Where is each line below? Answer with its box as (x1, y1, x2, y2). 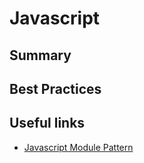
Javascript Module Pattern (23, 141, 134, 153)
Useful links (9, 115, 86, 132)
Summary (9, 47, 72, 64)
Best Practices (9, 80, 102, 97)
